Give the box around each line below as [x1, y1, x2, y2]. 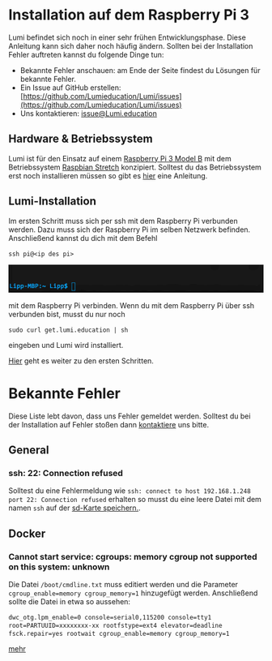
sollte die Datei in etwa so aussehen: [8, 596, 131, 606]
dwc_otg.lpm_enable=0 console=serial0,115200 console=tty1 [8, 613, 212, 621]
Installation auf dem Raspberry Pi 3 [8, 6, 249, 24]
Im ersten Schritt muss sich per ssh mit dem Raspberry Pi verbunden [8, 216, 238, 225]
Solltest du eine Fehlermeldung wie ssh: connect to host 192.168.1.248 [8, 486, 251, 496]
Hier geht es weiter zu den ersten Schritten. [8, 355, 154, 366]
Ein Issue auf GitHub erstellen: [19, 83, 121, 92]
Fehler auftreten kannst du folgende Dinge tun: [8, 49, 164, 59]
